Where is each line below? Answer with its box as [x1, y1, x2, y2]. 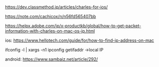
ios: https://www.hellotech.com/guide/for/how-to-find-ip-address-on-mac [5, 37, 154, 43]
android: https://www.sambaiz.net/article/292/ [5, 56, 98, 62]
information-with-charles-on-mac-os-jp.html [5, 28, 95, 33]
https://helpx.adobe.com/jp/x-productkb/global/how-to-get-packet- [5, 23, 141, 29]
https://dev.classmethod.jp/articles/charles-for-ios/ [5, 4, 108, 10]
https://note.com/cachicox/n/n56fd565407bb [5, 14, 96, 19]
